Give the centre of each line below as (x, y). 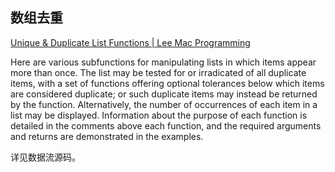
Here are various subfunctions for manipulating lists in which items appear (163, 62)
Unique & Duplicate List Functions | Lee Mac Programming (130, 42)
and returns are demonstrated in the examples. (107, 136)
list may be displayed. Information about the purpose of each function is (159, 115)
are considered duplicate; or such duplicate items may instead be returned (164, 94)
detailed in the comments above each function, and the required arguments (166, 125)
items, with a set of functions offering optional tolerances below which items (167, 83)
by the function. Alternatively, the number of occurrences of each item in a (164, 104)
